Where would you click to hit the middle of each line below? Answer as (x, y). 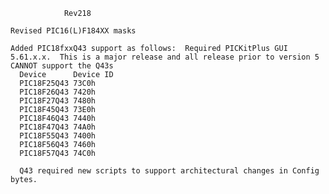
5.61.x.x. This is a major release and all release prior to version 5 (165, 57)
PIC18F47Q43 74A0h (58, 127)
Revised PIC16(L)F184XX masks (73, 31)
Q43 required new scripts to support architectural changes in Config (169, 171)
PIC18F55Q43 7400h (58, 136)
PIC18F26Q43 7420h (58, 92)
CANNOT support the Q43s (62, 66)
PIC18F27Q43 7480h (58, 101)
